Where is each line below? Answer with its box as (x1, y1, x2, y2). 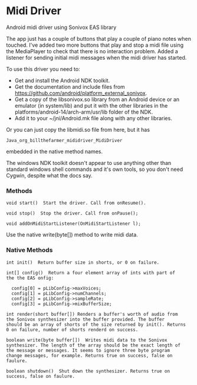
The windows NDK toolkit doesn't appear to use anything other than (6, 159, 172, 166)
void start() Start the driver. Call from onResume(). (6, 200, 146, 206)
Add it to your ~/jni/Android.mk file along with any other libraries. (14, 114, 172, 122)
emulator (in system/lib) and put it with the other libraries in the (14, 102, 168, 109)
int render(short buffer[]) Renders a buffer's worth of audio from (6, 311, 178, 317)
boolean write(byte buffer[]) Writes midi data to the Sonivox (6, 337, 168, 343)
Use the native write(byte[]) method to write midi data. (6, 231, 139, 238)
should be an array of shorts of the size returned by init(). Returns (6, 321, 186, 328)
